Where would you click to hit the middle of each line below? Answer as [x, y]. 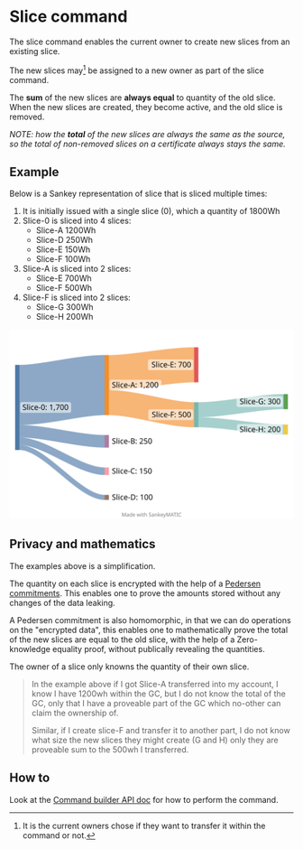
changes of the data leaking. [62, 602]
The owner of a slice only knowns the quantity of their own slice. [129, 667]
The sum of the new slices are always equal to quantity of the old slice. [142, 98]
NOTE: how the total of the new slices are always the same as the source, [147, 134]
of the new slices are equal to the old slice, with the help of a [122, 639]
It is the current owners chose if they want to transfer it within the [144, 826]
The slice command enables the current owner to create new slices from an [150, 42]
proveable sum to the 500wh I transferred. [110, 749]
